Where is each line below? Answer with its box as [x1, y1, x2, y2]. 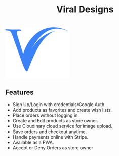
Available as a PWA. [12, 139, 54, 146]
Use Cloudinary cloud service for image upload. [12, 123, 113, 129]
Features [5, 88, 34, 96]
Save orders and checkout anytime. [12, 128, 87, 135]
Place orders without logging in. [12, 112, 80, 118]
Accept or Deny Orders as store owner [12, 145, 94, 151]
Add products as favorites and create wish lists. [12, 107, 112, 113]
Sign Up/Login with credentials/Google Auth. [12, 101, 106, 108]
